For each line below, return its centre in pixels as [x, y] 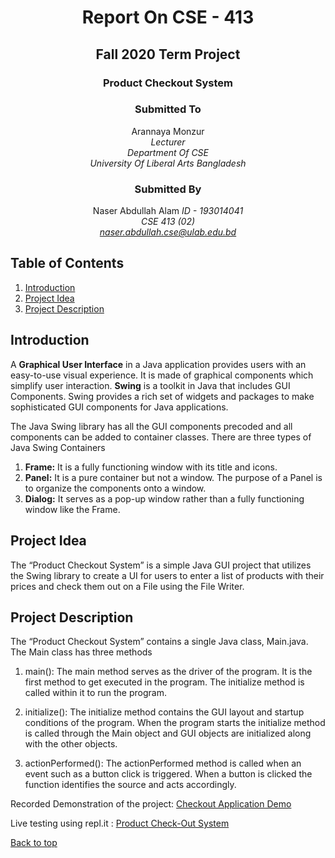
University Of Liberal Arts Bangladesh [168, 163]
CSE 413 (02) [168, 222]
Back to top [34, 843]
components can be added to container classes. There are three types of [161, 437]
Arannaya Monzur [168, 131]
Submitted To [168, 109]
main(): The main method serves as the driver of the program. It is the [168, 672]
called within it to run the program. [95, 693]
